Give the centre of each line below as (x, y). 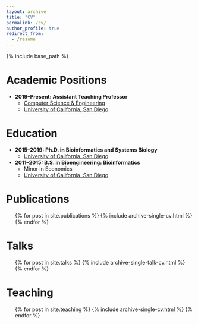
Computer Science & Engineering (64, 103)
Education (32, 133)
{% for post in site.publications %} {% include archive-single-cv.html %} (103, 215)
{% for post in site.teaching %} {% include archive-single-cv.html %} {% (104, 309)
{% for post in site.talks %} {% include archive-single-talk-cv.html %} (100, 262)
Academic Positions (56, 80)
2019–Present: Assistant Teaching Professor (71, 96)
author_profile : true (33, 28)
